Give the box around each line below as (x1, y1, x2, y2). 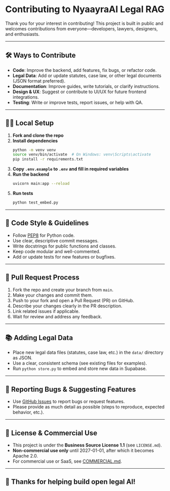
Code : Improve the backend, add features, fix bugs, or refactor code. (12, 67, 157, 73)
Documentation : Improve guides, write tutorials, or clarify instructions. (12, 83, 160, 89)
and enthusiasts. (5, 31, 40, 37)
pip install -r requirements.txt (12, 157, 83, 162)
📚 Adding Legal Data (5, 333, 73, 342)
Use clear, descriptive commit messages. (12, 237, 99, 243)
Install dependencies (12, 138, 58, 144)
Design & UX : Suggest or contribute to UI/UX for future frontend (12, 89, 147, 95)
